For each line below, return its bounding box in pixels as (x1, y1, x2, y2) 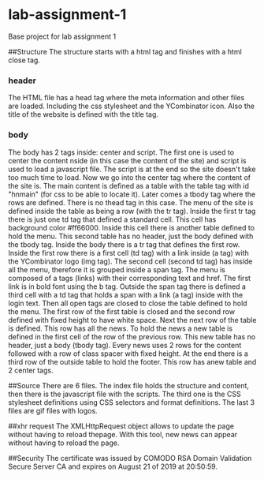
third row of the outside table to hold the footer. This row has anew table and (8, 357, 257, 366)
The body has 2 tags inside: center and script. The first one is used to (8, 148, 235, 157)
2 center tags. (8, 365, 54, 375)
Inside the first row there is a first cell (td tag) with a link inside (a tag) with (8, 248, 250, 257)
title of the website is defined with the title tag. (8, 110, 159, 119)
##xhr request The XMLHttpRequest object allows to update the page (8, 421, 235, 431)
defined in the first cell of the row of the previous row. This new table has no (8, 331, 256, 341)
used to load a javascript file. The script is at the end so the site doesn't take (8, 164, 256, 174)
